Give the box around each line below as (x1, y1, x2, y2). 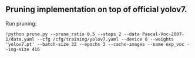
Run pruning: (5, 20, 37, 27)
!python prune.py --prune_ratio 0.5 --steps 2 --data (5, 31, 140, 37)
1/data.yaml (5, 36, 35, 42)
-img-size (5, 46, 30, 52)
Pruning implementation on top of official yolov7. (5, 5, 187, 14)
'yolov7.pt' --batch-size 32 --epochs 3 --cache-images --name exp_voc (5, 41, 184, 47)
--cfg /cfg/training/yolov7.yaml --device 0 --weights (36, 36, 174, 42)
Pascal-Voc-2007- (142, 31, 184, 37)
